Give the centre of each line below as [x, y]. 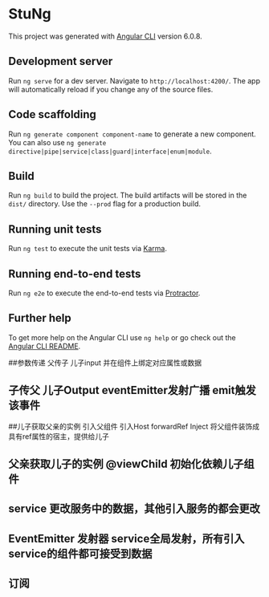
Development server [61, 61]
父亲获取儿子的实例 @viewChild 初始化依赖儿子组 [131, 464]
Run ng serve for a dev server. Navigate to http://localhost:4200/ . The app [134, 80]
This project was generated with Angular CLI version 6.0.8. [105, 36]
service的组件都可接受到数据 [80, 553]
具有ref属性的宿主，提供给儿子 [59, 436]
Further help [40, 318]
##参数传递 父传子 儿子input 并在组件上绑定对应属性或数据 [105, 363]
